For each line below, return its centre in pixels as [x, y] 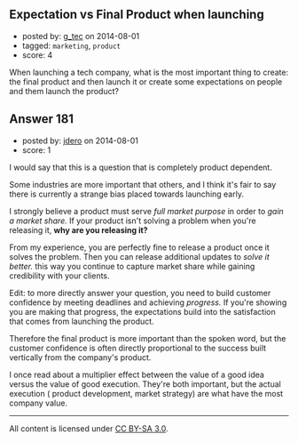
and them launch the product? [64, 91]
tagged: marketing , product [71, 45]
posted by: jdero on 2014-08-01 [80, 141]
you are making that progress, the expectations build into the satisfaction [143, 311]
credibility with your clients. [59, 276]
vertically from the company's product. [80, 357]
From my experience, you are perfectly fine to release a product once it [140, 247]
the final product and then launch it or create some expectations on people [146, 81]
